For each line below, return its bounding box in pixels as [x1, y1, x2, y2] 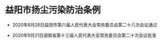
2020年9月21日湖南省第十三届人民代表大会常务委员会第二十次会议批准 [12, 32, 157, 38]
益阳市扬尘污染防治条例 [5, 4, 101, 16]
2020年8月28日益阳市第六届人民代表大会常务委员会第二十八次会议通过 [12, 22, 158, 28]
